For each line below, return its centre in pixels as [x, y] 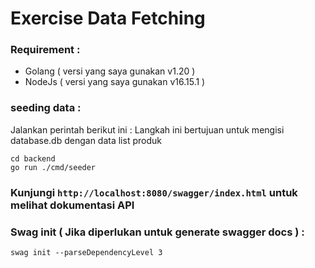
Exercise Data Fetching [108, 18]
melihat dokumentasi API [72, 205]
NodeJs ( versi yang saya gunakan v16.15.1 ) [115, 82]
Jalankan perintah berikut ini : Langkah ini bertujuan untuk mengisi [147, 129]
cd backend [33, 158]
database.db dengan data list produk [86, 140]
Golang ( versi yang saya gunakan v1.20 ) [110, 71]
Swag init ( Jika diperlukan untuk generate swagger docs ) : [157, 232]
